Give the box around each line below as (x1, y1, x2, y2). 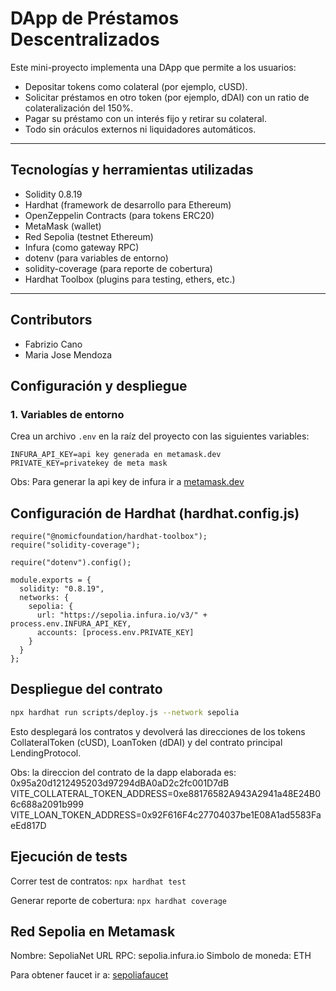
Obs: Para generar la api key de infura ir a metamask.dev (10, 476, 245, 488)
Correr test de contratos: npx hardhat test (10, 875, 187, 887)
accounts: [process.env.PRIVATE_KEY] (36, 628, 195, 638)
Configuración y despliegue (10, 377, 188, 394)
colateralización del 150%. (24, 102, 134, 114)
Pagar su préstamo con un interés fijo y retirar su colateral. (24, 112, 268, 124)
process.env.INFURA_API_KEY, (10, 619, 132, 629)
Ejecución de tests (10, 848, 128, 866)
